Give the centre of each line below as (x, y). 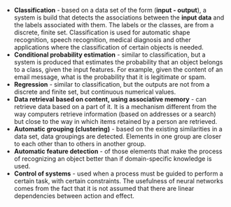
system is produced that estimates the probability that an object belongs (118, 62)
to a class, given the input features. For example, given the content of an (118, 70)
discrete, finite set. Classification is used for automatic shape (102, 32)
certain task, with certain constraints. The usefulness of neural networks (119, 181)
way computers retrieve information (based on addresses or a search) (115, 114)
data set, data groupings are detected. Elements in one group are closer (118, 136)
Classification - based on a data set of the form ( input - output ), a (110, 10)
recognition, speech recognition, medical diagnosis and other (102, 40)
